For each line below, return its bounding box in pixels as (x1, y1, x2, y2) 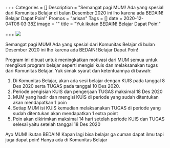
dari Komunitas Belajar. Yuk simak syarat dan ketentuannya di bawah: (5, 68, 152, 73)
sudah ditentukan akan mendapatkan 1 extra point (12, 110, 118, 116)
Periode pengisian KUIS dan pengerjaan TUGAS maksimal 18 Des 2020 (12, 88, 163, 95)
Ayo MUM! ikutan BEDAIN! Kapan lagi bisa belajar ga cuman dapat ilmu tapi (5, 131, 164, 137)
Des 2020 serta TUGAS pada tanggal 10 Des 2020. (12, 83, 120, 89)
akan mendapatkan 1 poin (12, 100, 67, 105)
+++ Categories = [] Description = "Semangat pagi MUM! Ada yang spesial (5, 5, 164, 10)
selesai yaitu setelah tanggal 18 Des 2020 (12, 121, 101, 127)
